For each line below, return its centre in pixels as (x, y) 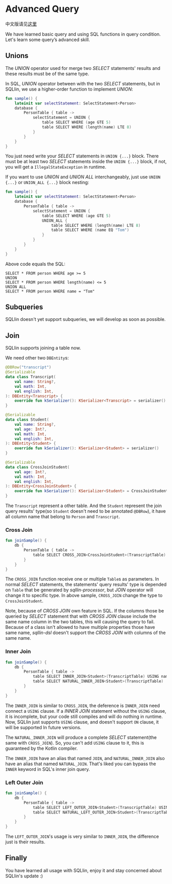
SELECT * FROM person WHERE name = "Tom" (50, 291)
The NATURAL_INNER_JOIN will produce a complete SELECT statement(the (81, 737)
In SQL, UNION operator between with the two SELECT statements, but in (83, 83)
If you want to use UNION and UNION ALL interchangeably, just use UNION (83, 177)
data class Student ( (27, 420)
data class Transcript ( (31, 377)
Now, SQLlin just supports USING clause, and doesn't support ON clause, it (82, 722)
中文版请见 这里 (21, 24)
